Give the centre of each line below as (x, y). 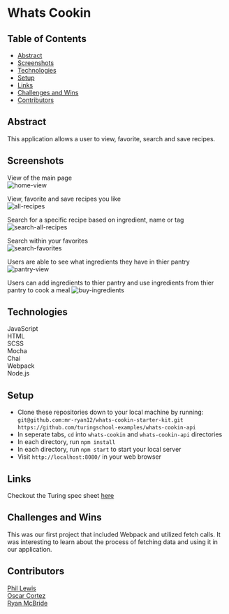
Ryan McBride (28, 603)
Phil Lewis (22, 588)
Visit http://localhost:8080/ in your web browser (89, 457)
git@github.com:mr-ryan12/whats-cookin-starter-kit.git (100, 420)
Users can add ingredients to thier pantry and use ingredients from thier (111, 283)
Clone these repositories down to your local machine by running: (110, 412)
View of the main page (39, 178)
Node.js (19, 373)
